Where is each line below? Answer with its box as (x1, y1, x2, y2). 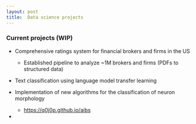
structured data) (23, 65, 64, 72)
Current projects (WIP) (6, 34, 73, 42)
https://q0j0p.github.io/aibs (23, 106, 91, 113)
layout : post (6, 8, 39, 15)
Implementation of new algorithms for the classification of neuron (14, 88, 175, 95)
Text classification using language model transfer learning (14, 77, 157, 84)
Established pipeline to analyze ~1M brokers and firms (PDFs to (23, 59, 179, 66)
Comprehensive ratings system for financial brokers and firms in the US (14, 47, 190, 54)
